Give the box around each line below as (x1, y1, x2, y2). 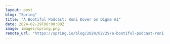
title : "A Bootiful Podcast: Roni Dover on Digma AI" (5, 17, 121, 22)
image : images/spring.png (5, 26, 60, 31)
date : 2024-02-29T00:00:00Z (5, 21, 65, 27)
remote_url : (5, 31, 30, 36)
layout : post (5, 7, 33, 13)
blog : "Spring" (5, 12, 37, 17)
